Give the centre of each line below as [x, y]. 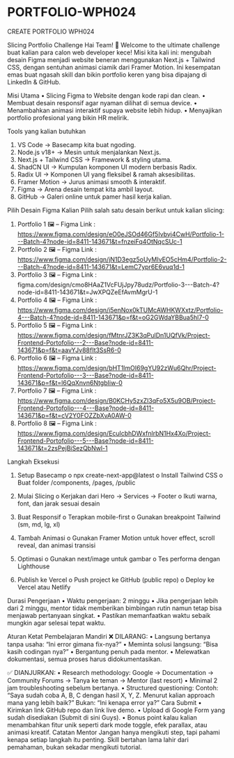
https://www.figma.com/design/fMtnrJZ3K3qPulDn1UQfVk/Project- [114, 335]
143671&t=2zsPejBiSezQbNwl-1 [62, 448]
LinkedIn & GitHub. [34, 82]
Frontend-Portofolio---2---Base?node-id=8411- [85, 342]
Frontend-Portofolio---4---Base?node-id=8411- [86, 408]
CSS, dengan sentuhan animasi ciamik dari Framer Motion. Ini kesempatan [114, 67]
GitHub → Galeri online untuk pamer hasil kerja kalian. [94, 197]
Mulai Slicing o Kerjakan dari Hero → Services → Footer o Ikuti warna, [117, 496]
